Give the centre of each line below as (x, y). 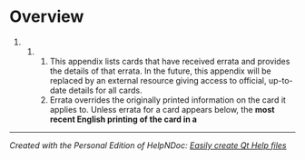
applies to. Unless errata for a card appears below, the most (162, 109)
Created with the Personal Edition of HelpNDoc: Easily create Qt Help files (148, 145)
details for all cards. (105, 90)
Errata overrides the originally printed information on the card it (167, 100)
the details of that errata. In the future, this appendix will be (160, 71)
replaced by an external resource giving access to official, (158, 80)
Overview (47, 17)
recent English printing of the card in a (123, 119)
